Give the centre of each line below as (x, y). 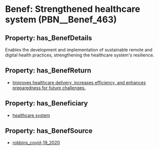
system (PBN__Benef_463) (61, 20)
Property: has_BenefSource (49, 131)
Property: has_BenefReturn (48, 71)
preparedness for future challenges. (49, 88)
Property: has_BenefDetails (49, 38)
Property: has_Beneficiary (46, 103)
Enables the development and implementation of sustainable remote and (79, 50)
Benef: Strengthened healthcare (73, 9)
